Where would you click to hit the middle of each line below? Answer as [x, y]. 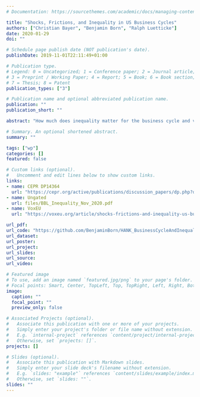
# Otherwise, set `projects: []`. [51, 340]
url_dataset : [22, 236]
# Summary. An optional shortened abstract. [62, 132]
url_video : [20, 264]
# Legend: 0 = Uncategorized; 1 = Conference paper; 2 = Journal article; [101, 72]
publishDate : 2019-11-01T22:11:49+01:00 [57, 55]
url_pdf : [17, 225]
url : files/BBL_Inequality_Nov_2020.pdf [62, 203]
